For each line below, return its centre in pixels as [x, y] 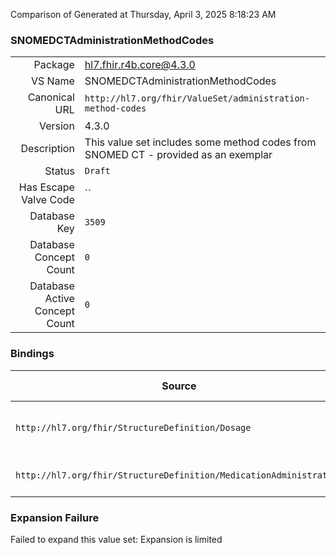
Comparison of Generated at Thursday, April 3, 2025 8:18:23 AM [143, 14]
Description [47, 149]
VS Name [52, 81]
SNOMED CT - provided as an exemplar [178, 155]
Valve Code [47, 200]
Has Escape [46, 187]
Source [179, 386]
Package [54, 65]
